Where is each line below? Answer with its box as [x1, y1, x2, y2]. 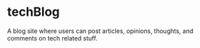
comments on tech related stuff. [7, 34, 98, 42]
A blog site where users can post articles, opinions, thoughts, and [7, 27, 194, 35]
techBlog [7, 4, 60, 20]
